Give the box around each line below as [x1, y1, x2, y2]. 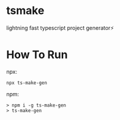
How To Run [6, 48, 68, 62]
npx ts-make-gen [6, 80, 47, 86]
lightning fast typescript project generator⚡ [6, 24, 114, 31]
